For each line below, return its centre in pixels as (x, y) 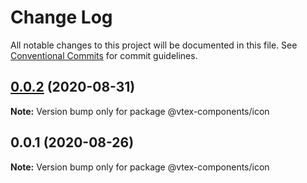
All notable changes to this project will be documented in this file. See (154, 45)
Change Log (61, 17)
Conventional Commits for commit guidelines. (104, 55)
